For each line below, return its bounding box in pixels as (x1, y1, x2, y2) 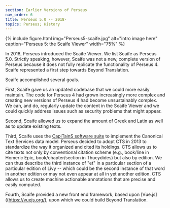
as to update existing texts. (5, 123, 62, 129)
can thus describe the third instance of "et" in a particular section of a (5, 160, 151, 166)
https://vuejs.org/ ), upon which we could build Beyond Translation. (8, 197, 148, 203)
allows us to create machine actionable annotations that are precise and (5, 176, 156, 183)
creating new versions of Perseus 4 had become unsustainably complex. (5, 97, 158, 103)
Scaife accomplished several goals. (5, 77, 80, 83)
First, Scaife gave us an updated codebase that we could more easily (5, 87, 150, 93)
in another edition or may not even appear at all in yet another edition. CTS (5, 171, 161, 177)
